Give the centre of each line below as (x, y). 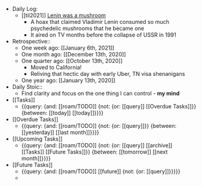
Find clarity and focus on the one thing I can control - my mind (100, 93)
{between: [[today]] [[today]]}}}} (62, 113)
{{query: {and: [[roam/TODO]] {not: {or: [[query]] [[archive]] (97, 145)
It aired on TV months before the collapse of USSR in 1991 (103, 35)
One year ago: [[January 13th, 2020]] (68, 80)
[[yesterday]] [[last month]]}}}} (60, 132)
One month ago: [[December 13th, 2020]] (74, 54)
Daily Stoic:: (27, 87)
